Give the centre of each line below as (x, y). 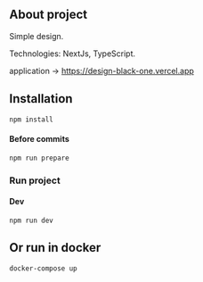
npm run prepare (39, 158)
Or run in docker (55, 248)
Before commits (39, 139)
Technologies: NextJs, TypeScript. (73, 54)
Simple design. (37, 36)
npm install (31, 120)
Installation (41, 99)
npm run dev (31, 220)
